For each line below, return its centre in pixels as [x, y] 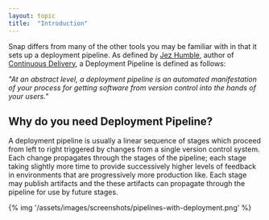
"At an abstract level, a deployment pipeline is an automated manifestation [133, 79]
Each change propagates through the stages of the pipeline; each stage [128, 158]
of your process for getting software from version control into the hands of [132, 87]
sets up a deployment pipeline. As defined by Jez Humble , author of [121, 55]
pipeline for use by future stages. [63, 192]
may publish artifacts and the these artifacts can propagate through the [127, 184]
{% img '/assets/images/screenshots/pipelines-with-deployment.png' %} [130, 208]
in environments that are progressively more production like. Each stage [128, 175]
